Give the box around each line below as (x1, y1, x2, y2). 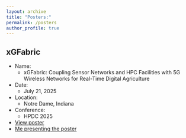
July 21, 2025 (23, 88, 57, 95)
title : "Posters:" (6, 14, 52, 20)
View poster (14, 119, 44, 126)
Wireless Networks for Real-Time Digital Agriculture (23, 75, 150, 83)
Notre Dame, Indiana (23, 100, 74, 107)
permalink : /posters (6, 19, 57, 25)
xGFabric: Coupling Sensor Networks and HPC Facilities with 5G (23, 69, 181, 76)
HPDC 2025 (23, 113, 53, 120)
